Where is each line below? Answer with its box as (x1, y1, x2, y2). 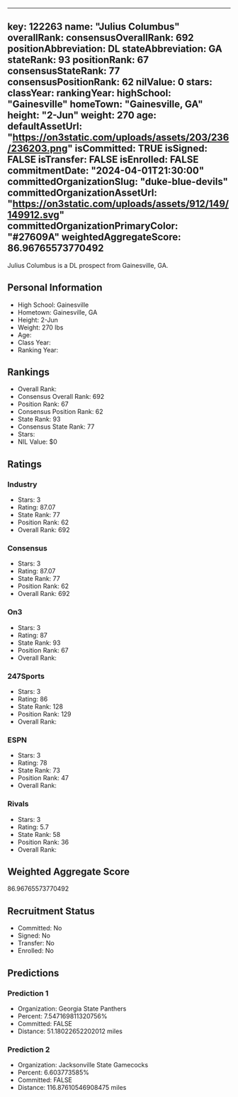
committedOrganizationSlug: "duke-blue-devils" (7, 176, 229, 188)
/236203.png (7, 142, 68, 154)
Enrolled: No (17, 947, 55, 955)
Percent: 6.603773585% (17, 1068, 90, 1077)
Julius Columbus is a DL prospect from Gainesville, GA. (7, 261, 169, 269)
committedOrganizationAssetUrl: (7, 187, 158, 199)
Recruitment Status (7, 905, 96, 917)
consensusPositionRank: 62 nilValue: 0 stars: (7, 76, 212, 89)
